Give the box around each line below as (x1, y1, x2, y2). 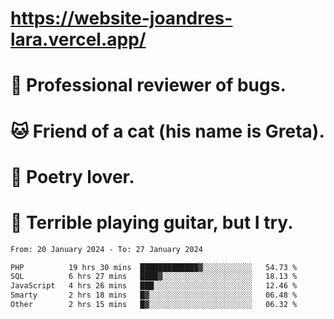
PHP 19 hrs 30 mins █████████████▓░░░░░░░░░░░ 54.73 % (10, 262, 298, 272)
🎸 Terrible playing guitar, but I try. (10, 211, 294, 234)
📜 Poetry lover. (10, 165, 135, 188)
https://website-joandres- (10, 7, 233, 30)
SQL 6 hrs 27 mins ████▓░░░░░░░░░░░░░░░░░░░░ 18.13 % (10, 272, 298, 282)
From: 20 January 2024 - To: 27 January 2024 (10, 244, 203, 254)
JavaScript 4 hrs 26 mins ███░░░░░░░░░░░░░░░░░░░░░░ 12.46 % (10, 281, 298, 291)
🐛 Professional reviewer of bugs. (10, 74, 287, 97)
